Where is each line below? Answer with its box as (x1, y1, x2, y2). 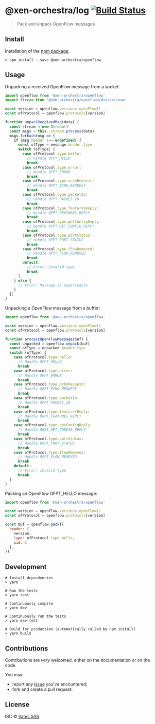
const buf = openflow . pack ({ (5, 522, 64, 527)
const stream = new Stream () (9, 124, 69, 129)
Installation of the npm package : (5, 48, 69, 54)
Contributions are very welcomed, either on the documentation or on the (5, 657, 150, 663)
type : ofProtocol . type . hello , (14, 535, 75, 540)
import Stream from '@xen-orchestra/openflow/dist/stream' (5, 97, 127, 102)
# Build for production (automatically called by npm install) (5, 627, 136, 632)
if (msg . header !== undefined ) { (14, 138, 82, 143)
